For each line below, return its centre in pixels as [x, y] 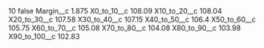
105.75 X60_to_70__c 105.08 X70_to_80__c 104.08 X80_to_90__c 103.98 [125, 28]
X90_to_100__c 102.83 [44, 36]
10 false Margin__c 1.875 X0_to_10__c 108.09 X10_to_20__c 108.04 [115, 11]
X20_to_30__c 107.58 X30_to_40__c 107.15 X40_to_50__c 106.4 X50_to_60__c [132, 19]
